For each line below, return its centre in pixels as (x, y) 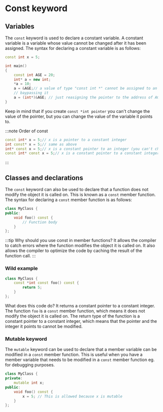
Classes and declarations (44, 178)
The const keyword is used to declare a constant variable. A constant (74, 38)
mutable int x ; (29, 383)
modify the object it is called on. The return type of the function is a (73, 316)
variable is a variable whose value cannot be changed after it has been (76, 43)
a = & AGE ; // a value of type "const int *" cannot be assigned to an (86, 88)
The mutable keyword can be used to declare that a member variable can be (81, 349)
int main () (16, 66)
